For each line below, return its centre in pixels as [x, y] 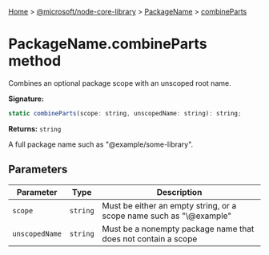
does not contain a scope [150, 238]
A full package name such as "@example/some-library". [101, 144]
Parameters [38, 170]
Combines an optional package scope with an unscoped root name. [120, 83]
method [35, 61]
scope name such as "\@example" [167, 216]
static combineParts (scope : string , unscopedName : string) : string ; [125, 113]
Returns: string [35, 128]
